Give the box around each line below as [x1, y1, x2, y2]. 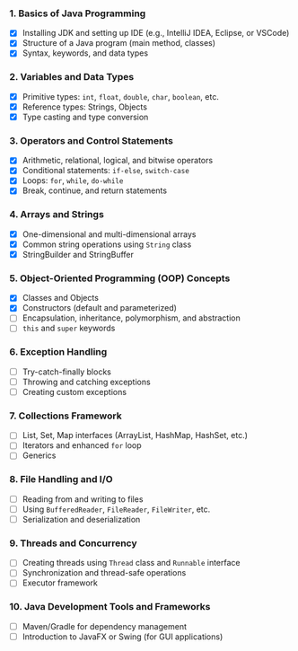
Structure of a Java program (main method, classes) [22, 38, 216, 48]
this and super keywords [22, 322, 116, 334]
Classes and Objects [22, 293, 99, 304]
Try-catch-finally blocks [22, 366, 112, 377]
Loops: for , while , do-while [22, 175, 124, 186]
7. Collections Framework [9, 409, 123, 422]
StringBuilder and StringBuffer [22, 249, 135, 260]
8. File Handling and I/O [9, 473, 114, 486]
